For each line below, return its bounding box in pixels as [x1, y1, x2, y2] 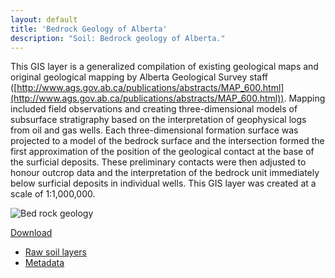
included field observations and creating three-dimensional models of [10, 103, 298, 115]
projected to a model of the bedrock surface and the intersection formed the [10, 135, 325, 147]
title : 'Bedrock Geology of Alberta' [10, 24, 168, 34]
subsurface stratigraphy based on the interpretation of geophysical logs [10, 114, 307, 126]
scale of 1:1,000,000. [10, 188, 96, 200]
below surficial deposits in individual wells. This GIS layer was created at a [10, 177, 317, 190]
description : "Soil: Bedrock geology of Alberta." [10, 33, 226, 43]
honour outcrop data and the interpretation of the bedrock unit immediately [10, 167, 320, 179]
